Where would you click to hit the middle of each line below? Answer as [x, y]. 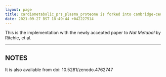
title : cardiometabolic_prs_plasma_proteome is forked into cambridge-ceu [84, 14]
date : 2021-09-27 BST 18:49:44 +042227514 [49, 19]
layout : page [19, 10]
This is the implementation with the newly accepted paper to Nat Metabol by [83, 33]
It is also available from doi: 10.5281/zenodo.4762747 [59, 70]
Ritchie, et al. [18, 38]
